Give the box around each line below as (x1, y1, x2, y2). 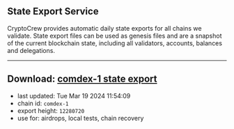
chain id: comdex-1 (17, 99, 69, 107)
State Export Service (7, 6, 99, 17)
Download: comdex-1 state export (7, 73, 157, 85)
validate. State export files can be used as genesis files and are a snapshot (7, 31, 222, 40)
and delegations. (7, 46, 56, 54)
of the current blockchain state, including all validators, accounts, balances (7, 38, 223, 47)
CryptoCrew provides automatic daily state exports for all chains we (7, 24, 202, 32)
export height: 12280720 (17, 106, 85, 114)
